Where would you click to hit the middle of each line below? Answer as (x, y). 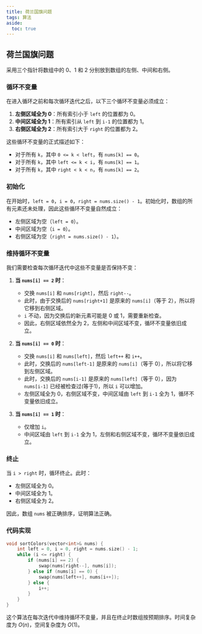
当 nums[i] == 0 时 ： (40, 343)
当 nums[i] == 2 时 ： (40, 280)
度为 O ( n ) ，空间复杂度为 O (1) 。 (44, 625)
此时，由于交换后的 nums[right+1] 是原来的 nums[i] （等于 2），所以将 (109, 300)
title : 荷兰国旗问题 (29, 12)
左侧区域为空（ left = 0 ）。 (48, 221)
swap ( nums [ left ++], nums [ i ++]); (79, 577)
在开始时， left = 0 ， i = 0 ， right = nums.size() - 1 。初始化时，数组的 (97, 201)
